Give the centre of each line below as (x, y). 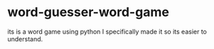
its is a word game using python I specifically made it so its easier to (107, 31)
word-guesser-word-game (88, 12)
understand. (25, 38)
